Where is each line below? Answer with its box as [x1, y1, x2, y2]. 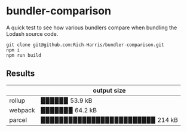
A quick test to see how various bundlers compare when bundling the [6, 24, 177, 31]
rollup [9, 96, 26, 105]
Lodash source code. [6, 30, 59, 37]
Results [6, 69, 35, 79]
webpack [9, 106, 35, 114]
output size [93, 86, 126, 94]
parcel [9, 115, 27, 124]
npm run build [6, 52, 42, 58]
